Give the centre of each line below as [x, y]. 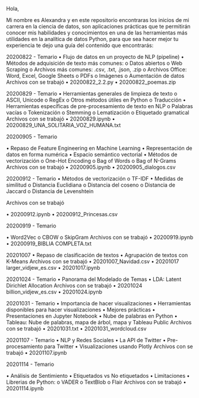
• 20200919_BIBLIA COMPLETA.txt [49, 244]
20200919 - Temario [31, 226]
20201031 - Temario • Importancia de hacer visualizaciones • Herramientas [99, 303]
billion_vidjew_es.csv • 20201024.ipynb [54, 292]
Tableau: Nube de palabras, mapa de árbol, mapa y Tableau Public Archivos [99, 322]
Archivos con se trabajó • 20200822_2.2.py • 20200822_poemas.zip [91, 82]
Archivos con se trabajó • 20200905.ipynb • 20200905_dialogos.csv [91, 167]
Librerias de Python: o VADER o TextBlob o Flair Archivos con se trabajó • [96, 382]
